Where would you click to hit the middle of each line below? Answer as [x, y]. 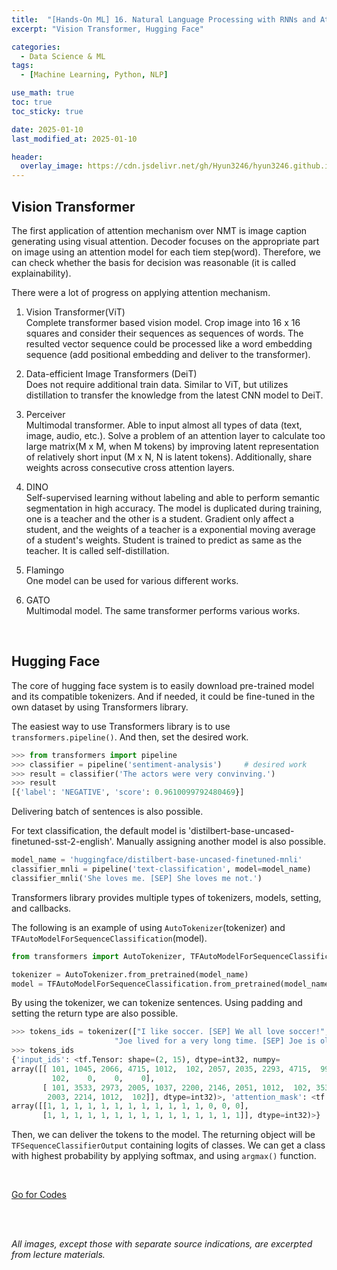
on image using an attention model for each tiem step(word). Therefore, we [166, 252]
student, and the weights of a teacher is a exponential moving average [170, 529]
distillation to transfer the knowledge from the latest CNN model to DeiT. [174, 395]
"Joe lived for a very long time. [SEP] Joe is [215, 1041]
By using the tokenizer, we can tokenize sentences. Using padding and [157, 1003]
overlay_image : [52, 166]
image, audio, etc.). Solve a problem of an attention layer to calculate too [175, 435]
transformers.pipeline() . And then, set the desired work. [130, 737]
